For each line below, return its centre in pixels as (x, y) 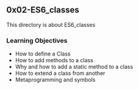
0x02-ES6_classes (43, 10)
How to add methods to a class (54, 60)
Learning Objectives (37, 40)
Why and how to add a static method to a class (74, 67)
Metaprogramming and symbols (55, 80)
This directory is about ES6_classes (51, 24)
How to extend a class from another (60, 73)
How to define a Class (43, 54)
